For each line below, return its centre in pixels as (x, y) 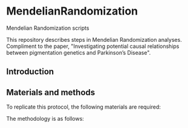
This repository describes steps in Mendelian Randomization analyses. (94, 39)
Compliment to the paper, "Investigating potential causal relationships (93, 46)
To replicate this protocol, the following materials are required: (84, 107)
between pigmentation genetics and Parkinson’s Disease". (79, 52)
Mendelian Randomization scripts (48, 28)
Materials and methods (51, 92)
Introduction (30, 72)
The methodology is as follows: (45, 119)
